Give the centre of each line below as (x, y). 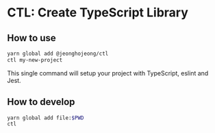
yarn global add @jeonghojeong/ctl (58, 53)
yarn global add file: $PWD (46, 118)
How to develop (41, 102)
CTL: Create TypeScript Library (98, 13)
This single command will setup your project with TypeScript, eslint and (108, 73)
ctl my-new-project (35, 60)
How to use (31, 38)
